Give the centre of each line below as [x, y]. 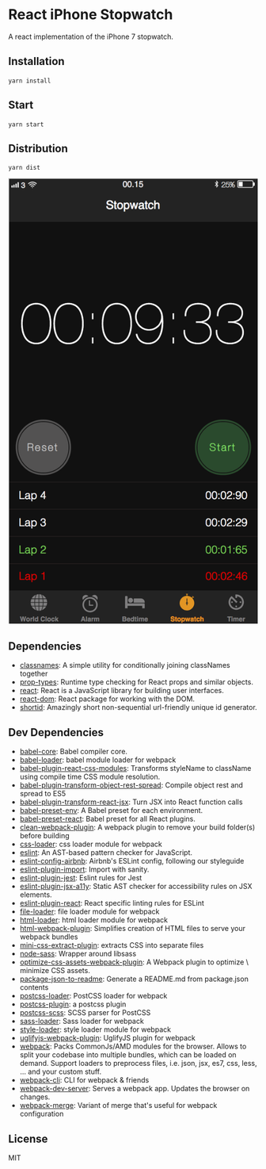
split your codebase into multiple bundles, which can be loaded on [128, 1055]
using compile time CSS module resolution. [90, 777]
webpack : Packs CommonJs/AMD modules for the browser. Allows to [133, 1046]
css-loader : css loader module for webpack [91, 844]
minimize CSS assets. [55, 971]
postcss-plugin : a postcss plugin [73, 1004]
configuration [42, 1114]
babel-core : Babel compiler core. [74, 752]
